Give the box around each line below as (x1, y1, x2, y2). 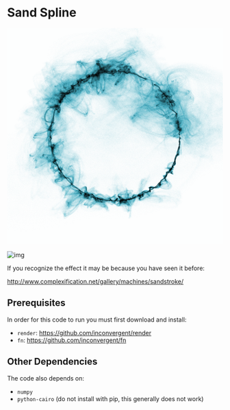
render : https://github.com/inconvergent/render (16, 328, 152, 337)
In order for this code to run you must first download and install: (7, 315, 187, 324)
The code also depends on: (7, 374, 84, 382)
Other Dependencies (7, 356, 98, 367)
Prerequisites (7, 297, 66, 309)
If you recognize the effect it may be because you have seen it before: (7, 264, 205, 272)
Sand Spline (7, 5, 77, 21)
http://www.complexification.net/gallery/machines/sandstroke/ (7, 277, 184, 285)
